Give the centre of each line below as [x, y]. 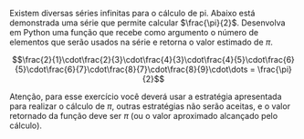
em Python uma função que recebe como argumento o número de [134, 32]
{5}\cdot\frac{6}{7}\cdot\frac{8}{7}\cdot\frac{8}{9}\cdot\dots [131, 69]
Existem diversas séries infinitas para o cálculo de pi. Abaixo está [132, 13]
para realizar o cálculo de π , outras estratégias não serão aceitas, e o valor [150, 106]
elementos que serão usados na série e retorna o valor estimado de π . [142, 42]
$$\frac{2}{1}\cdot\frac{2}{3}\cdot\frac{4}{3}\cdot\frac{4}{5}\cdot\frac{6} [153, 60]
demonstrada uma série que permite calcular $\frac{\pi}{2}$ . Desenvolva [147, 23]
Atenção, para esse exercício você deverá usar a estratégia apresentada [146, 96]
